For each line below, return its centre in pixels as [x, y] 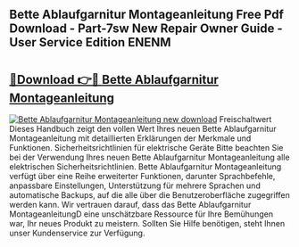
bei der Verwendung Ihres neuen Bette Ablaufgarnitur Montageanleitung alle [149, 157]
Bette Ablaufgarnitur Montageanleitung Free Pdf [146, 15]
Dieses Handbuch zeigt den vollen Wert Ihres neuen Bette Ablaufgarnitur [143, 129]
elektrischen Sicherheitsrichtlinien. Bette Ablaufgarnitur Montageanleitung [145, 167]
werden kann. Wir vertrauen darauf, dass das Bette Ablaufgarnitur [130, 205]
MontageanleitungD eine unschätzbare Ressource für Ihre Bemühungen [141, 214]
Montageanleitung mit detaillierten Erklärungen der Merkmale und [130, 138]
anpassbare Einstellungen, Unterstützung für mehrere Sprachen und [135, 185]
